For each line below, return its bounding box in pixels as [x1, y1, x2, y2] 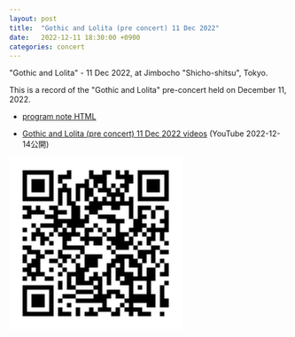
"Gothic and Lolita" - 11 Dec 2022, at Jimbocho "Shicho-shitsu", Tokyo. [9, 67, 268, 79]
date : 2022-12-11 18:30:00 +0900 [9, 33, 141, 42]
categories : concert [9, 42, 86, 51]
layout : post [9, 14, 58, 23]
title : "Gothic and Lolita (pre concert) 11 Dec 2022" [9, 23, 220, 33]
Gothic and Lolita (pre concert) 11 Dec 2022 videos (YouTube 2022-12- [21, 128, 281, 139]
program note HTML [21, 111, 97, 122]
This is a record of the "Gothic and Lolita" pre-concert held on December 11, [9, 85, 287, 96]
